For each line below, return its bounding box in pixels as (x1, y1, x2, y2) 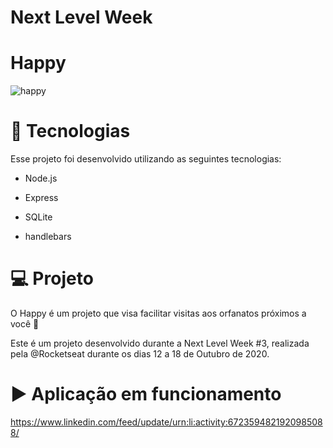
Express (24, 192, 59, 204)
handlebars (24, 231, 72, 243)
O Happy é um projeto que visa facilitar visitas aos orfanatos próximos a (10, 307, 307, 319)
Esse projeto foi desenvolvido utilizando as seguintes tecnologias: (10, 153, 282, 165)
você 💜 (10, 318, 40, 330)
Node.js (24, 172, 58, 185)
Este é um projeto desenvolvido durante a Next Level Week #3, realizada (10, 337, 310, 349)
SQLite (24, 211, 53, 223)
